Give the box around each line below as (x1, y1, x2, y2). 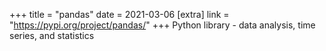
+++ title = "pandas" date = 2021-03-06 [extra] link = (9, 9, 230, 20)
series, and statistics (9, 30, 95, 41)
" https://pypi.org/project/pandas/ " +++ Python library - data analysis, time (9, 19, 316, 31)
